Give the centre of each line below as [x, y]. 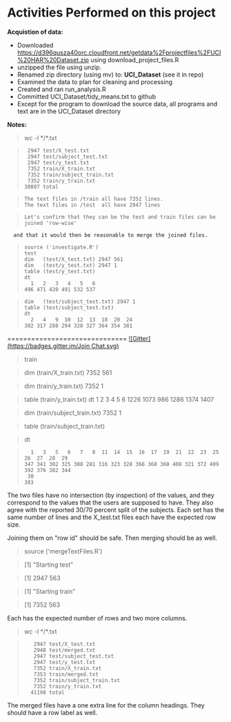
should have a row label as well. [52, 712]
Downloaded [35, 45]
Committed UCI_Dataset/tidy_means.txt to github [87, 96]
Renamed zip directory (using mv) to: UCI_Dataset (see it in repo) [110, 75]
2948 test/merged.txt [64, 650]
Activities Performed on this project [111, 13]
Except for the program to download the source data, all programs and [117, 104]
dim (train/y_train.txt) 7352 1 [63, 386]
